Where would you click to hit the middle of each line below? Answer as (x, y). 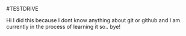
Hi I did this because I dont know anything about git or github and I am (93, 20)
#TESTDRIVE (23, 9)
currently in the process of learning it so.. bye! (64, 27)
